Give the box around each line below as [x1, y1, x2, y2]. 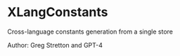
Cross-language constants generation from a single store [7, 27, 174, 36]
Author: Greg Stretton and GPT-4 [7, 41, 103, 49]
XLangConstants [7, 4, 108, 20]
